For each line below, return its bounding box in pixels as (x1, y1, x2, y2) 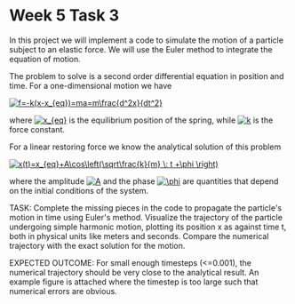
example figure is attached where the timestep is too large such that (9, 276, 259, 287)
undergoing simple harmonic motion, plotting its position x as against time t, (9, 221, 287, 232)
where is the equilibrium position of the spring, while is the (9, 115, 274, 125)
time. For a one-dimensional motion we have (9, 80, 172, 91)
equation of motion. (9, 53, 82, 64)
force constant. (9, 124, 65, 134)
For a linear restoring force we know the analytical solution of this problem (9, 141, 282, 152)
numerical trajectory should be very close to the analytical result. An (9, 267, 259, 277)
